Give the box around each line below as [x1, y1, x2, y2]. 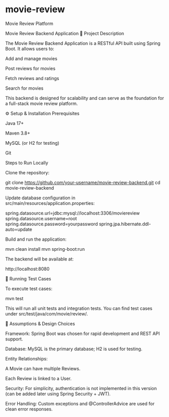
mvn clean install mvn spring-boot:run [5, 246, 85, 252]
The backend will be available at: [5, 256, 74, 262]
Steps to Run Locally [5, 160, 48, 166]
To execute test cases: [5, 285, 52, 292]
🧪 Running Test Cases [5, 275, 52, 281]
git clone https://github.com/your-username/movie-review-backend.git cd [5, 179, 161, 186]
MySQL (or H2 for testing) [5, 140, 59, 146]
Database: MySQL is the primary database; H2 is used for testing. [5, 346, 143, 352]
